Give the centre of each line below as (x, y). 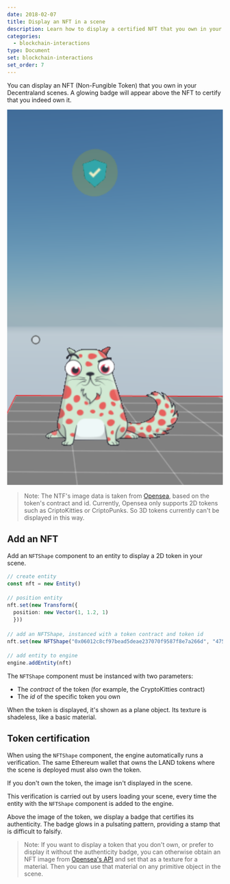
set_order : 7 (26, 65)
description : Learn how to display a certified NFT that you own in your (115, 29)
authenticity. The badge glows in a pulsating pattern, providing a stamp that (114, 824)
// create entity (32, 576)
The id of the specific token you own (69, 696)
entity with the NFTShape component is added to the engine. (90, 803)
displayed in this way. (54, 518)
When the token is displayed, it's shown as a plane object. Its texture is (107, 710)
